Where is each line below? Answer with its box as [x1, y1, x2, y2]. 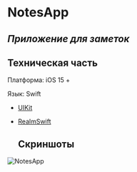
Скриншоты [17, 138, 75, 150]
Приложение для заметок [7, 33, 130, 45]
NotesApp [7, 4, 69, 21]
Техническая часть [7, 56, 98, 69]
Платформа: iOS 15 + [7, 76, 71, 84]
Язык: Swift [7, 90, 41, 98]
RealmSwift [17, 117, 51, 126]
